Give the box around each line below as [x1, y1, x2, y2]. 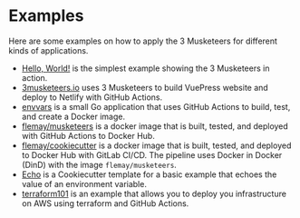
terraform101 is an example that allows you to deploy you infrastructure [21, 188, 287, 199]
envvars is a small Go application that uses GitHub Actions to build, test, [21, 101, 291, 112]
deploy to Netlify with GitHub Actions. [21, 92, 163, 103]
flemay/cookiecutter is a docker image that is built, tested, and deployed [21, 140, 292, 151]
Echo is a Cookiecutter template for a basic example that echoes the [21, 169, 277, 180]
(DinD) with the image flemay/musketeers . [21, 159, 178, 170]
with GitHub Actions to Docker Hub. [21, 130, 155, 141]
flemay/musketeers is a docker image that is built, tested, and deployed [21, 120, 289, 132]
